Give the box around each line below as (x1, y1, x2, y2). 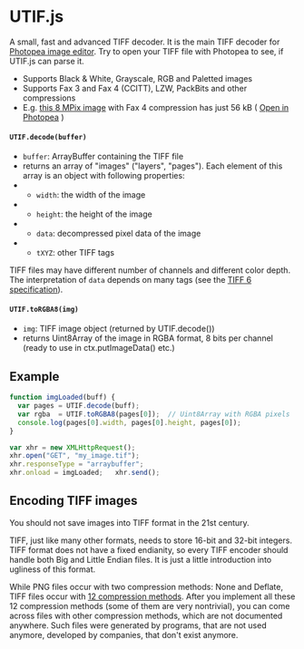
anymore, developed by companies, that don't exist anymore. (9, 629, 239, 640)
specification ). (9, 284, 64, 295)
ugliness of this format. (9, 564, 96, 575)
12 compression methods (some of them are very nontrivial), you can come (9, 600, 290, 611)
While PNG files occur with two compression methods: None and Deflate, (9, 581, 284, 592)
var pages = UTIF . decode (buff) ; (17, 402, 141, 411)
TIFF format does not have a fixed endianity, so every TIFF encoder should (9, 544, 289, 555)
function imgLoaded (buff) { (9, 392, 116, 402)
